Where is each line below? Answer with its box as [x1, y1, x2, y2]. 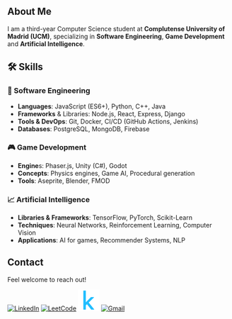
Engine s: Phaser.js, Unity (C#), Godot [17, 161, 127, 169]
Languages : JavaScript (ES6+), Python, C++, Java [17, 102, 166, 111]
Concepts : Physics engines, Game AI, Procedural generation [17, 169, 195, 177]
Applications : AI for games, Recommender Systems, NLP [17, 236, 186, 245]
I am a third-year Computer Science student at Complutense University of [7, 24, 225, 33]
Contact [7, 257, 44, 269]
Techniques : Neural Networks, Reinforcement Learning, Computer [17, 221, 212, 230]
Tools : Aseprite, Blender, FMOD [17, 177, 110, 185]
